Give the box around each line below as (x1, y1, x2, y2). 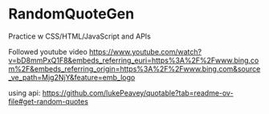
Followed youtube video (8, 47, 88, 56)
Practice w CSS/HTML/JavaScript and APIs (8, 31, 151, 41)
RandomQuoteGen (8, 5, 135, 23)
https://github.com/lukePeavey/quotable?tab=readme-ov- (42, 88, 234, 97)
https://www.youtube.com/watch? (89, 47, 202, 56)
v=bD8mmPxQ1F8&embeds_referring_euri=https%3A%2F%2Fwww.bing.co (8, 55, 259, 65)
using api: (8, 88, 41, 97)
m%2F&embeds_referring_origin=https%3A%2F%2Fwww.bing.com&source (8, 63, 261, 73)
